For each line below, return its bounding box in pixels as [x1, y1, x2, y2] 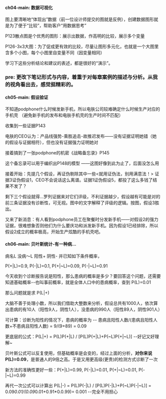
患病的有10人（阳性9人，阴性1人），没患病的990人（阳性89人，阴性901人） [9, 306, 163, 312]
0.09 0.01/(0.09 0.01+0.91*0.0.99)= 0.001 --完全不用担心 [5, 389, 118, 395]
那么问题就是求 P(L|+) [5, 290, 49, 295]
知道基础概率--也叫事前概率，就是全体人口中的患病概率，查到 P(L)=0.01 [5, 279, 151, 285]
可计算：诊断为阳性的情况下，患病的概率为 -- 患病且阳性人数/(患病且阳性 [5, 317, 153, 323]
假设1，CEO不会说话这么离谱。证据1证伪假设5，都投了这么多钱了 [20, 177, 153, 183]
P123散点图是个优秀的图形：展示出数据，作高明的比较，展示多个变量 [5, 33, 145, 39]
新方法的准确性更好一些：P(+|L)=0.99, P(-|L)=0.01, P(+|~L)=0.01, [5, 366, 137, 372]
